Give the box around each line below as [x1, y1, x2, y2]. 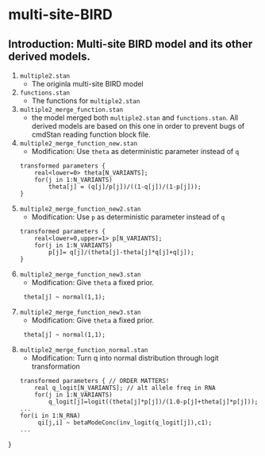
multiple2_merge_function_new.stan [19, 140, 138, 148]
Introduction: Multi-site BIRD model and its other [8, 37, 253, 51]
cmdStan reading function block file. [31, 129, 151, 139]
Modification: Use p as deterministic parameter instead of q [31, 212, 225, 222]
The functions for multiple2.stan [31, 96, 140, 105]
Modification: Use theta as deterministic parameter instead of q [31, 147, 240, 156]
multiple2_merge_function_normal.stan [19, 346, 148, 354]
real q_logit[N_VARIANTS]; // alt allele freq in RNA [34, 384, 216, 392]
